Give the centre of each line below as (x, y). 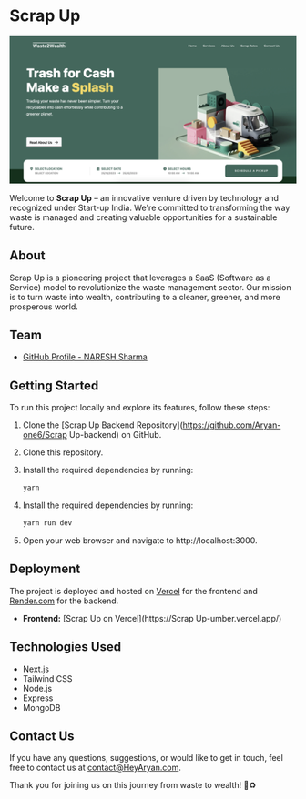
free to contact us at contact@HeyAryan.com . (96, 768)
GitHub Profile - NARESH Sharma (85, 357)
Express (38, 698)
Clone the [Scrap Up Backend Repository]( (103, 425)
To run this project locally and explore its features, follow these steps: (140, 408)
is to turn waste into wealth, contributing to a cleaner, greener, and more (145, 297)
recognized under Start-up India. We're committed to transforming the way (150, 207)
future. (22, 227)
